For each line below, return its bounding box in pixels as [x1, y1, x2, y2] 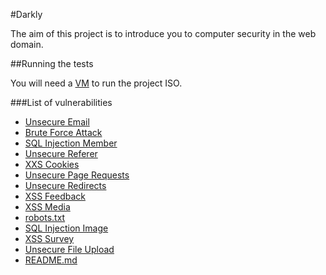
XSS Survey [24, 233, 75, 244]
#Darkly [10, 9, 43, 20]
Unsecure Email [24, 116, 90, 128]
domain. [10, 39, 44, 50]
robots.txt [24, 212, 66, 223]
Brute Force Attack [24, 127, 103, 138]
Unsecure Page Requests [24, 169, 130, 181]
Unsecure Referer [24, 148, 98, 159]
